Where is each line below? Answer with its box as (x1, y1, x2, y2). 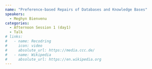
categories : (5, 20, 29, 26)
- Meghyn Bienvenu (9, 16, 47, 21)
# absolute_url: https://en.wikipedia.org (5, 57, 102, 62)
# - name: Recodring (5, 39, 51, 44)
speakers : (5, 12, 25, 17)
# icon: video (5, 43, 43, 48)
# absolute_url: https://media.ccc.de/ (5, 48, 95, 52)
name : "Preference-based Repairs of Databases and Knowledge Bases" (5, 7, 148, 12)
